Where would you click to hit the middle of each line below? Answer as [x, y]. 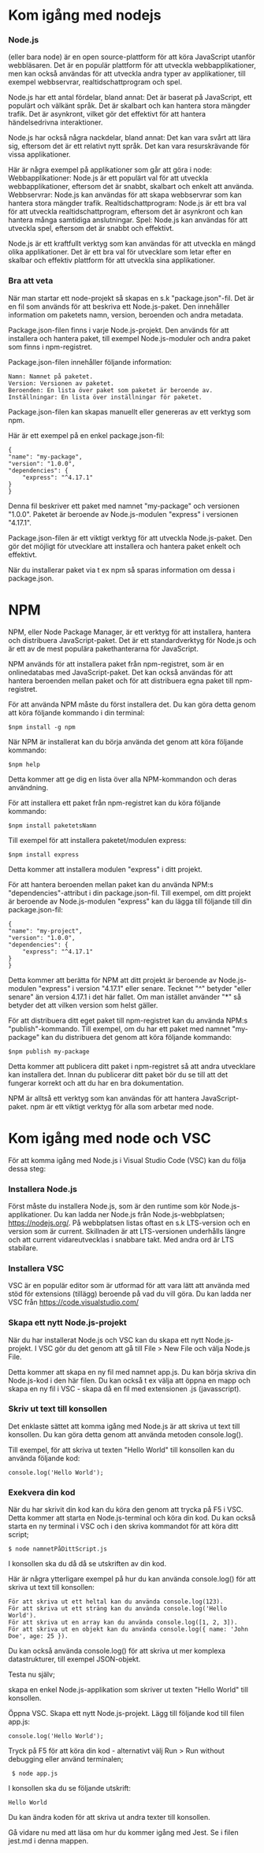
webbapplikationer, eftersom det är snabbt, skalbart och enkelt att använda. [131, 187]
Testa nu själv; [32, 1675]
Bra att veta [31, 280]
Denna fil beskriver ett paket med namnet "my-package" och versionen [124, 506]
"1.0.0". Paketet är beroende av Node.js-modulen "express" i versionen [123, 514]
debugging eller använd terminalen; [66, 1759]
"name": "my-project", [45, 931]
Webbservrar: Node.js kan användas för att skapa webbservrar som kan [125, 195]
